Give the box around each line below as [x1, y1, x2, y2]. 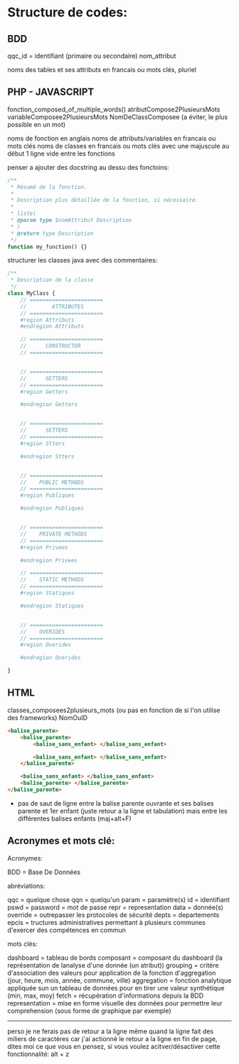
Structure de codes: [7, 4, 128, 21]
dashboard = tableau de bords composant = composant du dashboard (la [7, 953, 223, 962]
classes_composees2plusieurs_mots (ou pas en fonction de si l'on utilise [7, 706, 221, 714]
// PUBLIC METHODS [20, 479, 84, 486]
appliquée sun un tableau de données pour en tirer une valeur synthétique [7, 983, 225, 992]
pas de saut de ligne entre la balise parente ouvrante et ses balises [17, 799, 214, 807]
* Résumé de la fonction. [10, 183, 87, 191]
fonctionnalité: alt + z [7, 1050, 70, 1058]
